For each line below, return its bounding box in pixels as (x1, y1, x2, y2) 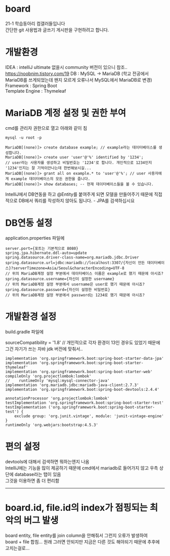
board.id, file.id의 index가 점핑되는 (5, 502, 148, 513)
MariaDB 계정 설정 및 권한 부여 (5, 107, 126, 119)
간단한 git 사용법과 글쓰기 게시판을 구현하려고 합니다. (5, 26, 109, 33)
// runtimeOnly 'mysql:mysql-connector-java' (5, 378, 110, 383)
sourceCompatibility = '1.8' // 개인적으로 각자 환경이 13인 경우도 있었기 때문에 (5, 339, 160, 345)
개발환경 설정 (5, 311, 57, 322)
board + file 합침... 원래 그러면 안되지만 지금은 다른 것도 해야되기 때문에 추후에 (5, 538, 160, 545)
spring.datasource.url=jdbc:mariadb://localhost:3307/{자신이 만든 (5, 260, 145, 265)
